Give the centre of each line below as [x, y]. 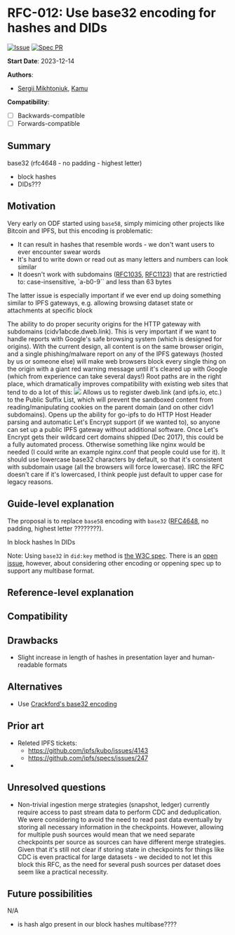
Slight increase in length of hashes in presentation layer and [104, 657]
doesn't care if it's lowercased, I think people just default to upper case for [115, 474]
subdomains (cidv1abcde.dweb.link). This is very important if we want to [112, 331]
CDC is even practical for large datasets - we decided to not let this [115, 857]
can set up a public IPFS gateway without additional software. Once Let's [113, 429]
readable [30, 665]
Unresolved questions [57, 788]
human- [203, 657]
